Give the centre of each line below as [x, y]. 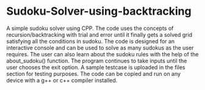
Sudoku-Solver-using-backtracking [99, 11]
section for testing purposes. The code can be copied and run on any [94, 73]
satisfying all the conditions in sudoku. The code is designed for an [91, 41]
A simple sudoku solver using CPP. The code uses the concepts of [90, 28]
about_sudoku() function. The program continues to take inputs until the [97, 61]
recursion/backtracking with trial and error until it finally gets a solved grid [99, 34]
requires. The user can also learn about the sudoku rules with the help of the [103, 54]
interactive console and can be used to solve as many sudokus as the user [100, 48]
